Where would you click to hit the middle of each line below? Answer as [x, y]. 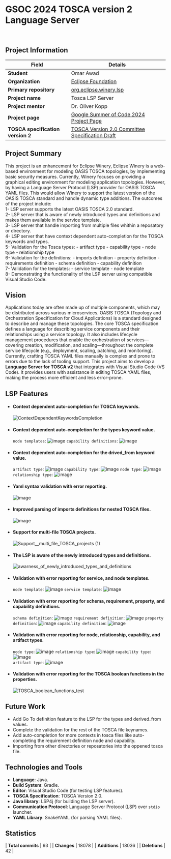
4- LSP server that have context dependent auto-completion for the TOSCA [84, 236]
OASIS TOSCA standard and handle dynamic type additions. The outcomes [84, 198]
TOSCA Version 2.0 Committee [108, 129]
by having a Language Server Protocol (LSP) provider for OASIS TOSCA [80, 187]
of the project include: [28, 203]
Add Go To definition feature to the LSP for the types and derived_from [87, 719]
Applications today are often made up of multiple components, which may [83, 307]
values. [20, 724]
